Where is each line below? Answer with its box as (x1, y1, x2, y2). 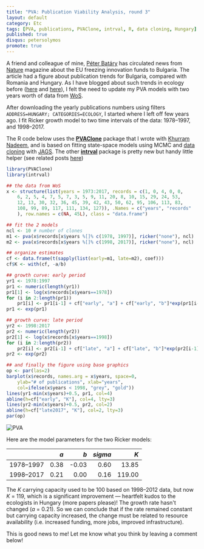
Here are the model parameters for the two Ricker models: (6, 436, 152, 443)
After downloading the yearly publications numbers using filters (6, 103, 166, 111)
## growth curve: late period (6, 317, 83, 323)
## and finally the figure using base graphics (6, 362, 129, 368)
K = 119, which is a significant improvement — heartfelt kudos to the (6, 492, 176, 500)
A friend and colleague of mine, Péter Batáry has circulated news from (6, 59, 183, 67)
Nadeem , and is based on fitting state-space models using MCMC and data (6, 141, 195, 149)
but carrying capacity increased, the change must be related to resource (6, 512, 188, 519)
